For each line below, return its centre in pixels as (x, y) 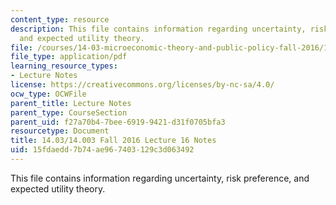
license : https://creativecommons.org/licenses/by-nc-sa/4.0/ (142, 85)
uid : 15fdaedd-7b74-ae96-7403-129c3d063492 (102, 150)
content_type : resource (60, 19)
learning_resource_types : (64, 66)
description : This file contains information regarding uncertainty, (158, 29)
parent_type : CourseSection (69, 112)
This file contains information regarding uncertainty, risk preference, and (160, 178)
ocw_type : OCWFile (48, 94)
